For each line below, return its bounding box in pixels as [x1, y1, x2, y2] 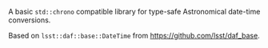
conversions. [8, 15, 51, 25]
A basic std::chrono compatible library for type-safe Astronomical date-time [8, 7, 261, 16]
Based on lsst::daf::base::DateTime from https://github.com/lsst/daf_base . [8, 31, 260, 40]
